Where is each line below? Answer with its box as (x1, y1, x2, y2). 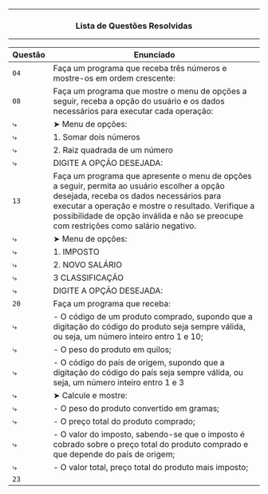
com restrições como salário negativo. (53, 220, 197, 231)
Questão (12, 49, 45, 61)
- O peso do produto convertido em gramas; (53, 403, 219, 414)
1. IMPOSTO (53, 247, 100, 258)
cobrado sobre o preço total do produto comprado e (53, 439, 249, 450)
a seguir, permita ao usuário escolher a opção (53, 180, 225, 192)
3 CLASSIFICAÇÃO (53, 272, 124, 283)
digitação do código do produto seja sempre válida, (53, 321, 246, 332)
